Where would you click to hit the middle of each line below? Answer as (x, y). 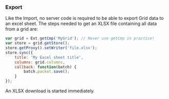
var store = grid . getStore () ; (38, 43)
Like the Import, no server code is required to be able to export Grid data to (84, 18)
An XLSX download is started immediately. (50, 91)
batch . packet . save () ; (47, 72)
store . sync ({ (19, 53)
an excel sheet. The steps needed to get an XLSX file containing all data (81, 23)
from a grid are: (22, 29)
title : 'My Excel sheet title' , (49, 57)
